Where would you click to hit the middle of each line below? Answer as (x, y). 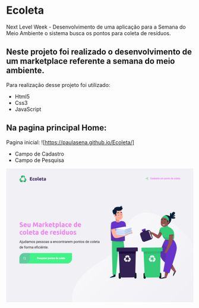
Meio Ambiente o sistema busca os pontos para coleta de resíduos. (89, 33)
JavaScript (28, 109)
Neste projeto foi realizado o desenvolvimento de (99, 52)
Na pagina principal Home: (56, 128)
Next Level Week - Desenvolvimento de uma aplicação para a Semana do (96, 27)
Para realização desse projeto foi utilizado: (58, 85)
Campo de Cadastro (39, 154)
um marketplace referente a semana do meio (91, 61)
